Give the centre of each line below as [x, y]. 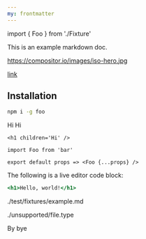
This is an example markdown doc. [57, 47]
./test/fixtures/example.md [45, 201]
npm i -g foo [26, 112]
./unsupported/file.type [41, 215]
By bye [17, 229]
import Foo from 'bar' [40, 151]
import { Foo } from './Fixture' [49, 33]
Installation [32, 96]
